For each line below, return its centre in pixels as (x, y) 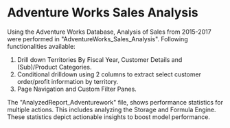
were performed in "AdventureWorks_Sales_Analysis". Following (97, 39)
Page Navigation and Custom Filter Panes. (77, 89)
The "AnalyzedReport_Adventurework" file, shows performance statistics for (115, 102)
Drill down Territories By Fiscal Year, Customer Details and (100, 59)
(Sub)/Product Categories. (54, 67)
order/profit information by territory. (68, 81)
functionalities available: (41, 46)
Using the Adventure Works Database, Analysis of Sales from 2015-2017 (109, 32)
